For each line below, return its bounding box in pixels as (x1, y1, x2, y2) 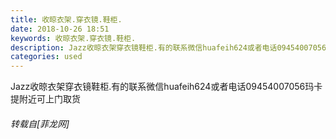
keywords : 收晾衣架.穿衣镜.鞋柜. (10, 33, 137, 43)
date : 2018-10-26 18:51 (10, 24, 110, 34)
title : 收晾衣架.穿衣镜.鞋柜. (10, 14, 123, 25)
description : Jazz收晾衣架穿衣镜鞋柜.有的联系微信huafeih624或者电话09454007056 (10, 42, 327, 53)
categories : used (10, 52, 83, 62)
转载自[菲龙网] (10, 117, 70, 130)
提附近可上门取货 (10, 93, 81, 105)
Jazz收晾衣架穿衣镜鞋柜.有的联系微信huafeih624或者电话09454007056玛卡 (10, 81, 323, 93)
